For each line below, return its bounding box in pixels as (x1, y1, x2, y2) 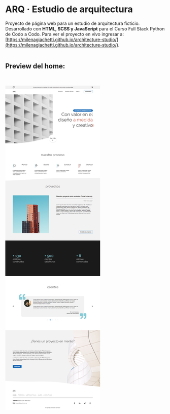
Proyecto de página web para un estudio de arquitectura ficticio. (5, 20, 140, 26)
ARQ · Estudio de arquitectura (5, 4, 133, 15)
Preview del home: (5, 62, 65, 70)
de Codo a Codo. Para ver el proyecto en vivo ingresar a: (5, 31, 124, 37)
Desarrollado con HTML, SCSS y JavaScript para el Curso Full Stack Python (5, 25, 165, 31)
